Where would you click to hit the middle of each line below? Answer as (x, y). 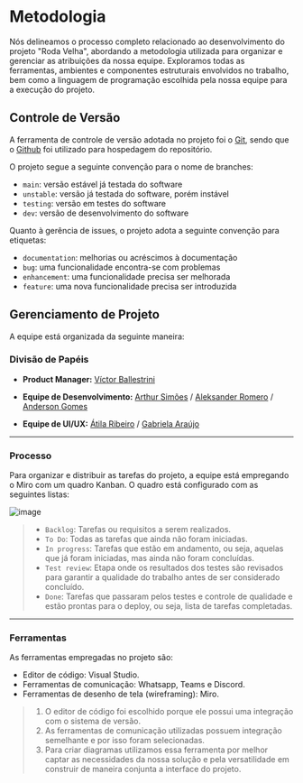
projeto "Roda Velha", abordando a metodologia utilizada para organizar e (146, 51)
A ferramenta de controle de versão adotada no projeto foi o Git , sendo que (150, 139)
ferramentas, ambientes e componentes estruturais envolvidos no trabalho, (149, 70)
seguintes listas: (40, 494)
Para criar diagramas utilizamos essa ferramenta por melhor (156, 750)
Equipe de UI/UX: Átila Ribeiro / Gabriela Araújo (111, 424)
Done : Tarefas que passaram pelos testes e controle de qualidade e (169, 596)
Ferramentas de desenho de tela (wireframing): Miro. (120, 694)
